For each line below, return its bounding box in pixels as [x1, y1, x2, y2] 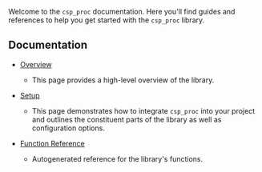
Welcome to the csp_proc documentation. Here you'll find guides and [8, 7, 236, 16]
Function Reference [19, 138, 86, 148]
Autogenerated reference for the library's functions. [31, 154, 203, 163]
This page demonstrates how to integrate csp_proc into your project [31, 106, 255, 115]
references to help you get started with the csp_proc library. [8, 15, 205, 25]
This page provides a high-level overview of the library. [31, 75, 215, 85]
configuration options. [31, 123, 106, 133]
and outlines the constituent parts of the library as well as [31, 114, 222, 124]
